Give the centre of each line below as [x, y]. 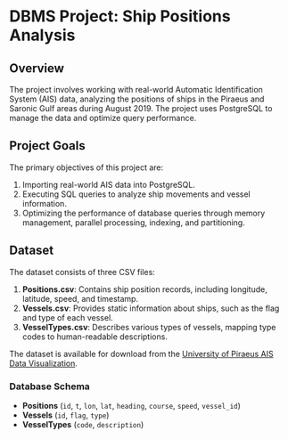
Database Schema [50, 386]
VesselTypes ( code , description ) [83, 424]
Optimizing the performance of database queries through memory [144, 213]
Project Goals [48, 146]
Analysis [42, 35]
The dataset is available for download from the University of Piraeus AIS [141, 354]
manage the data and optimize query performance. [103, 118]
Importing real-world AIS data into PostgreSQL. [109, 184]
